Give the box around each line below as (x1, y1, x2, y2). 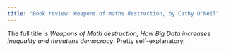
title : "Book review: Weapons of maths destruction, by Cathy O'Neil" (7, 10, 220, 17)
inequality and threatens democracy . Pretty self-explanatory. (7, 36, 185, 45)
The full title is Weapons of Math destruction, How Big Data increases (7, 29, 211, 37)
